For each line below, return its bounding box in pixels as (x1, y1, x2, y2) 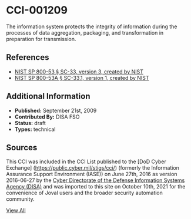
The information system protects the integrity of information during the (6, 23, 177, 30)
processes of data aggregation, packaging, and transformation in (6, 29, 164, 36)
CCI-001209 (6, 4, 68, 17)
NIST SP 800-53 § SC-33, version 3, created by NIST (14, 68, 144, 75)
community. (6, 196, 35, 203)
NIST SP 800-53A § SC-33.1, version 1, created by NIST (14, 74, 149, 81)
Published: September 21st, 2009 (14, 107, 97, 114)
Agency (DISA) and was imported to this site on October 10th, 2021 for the (6, 183, 186, 190)
